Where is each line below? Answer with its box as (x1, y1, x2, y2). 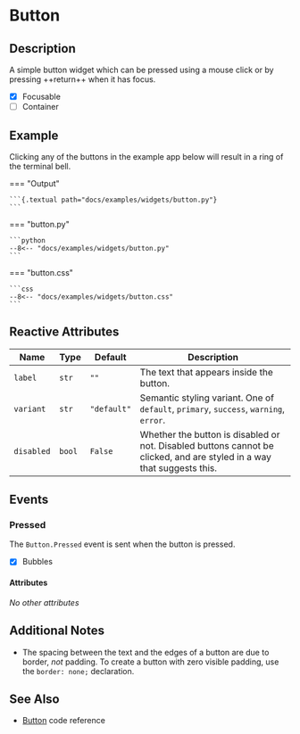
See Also (9, 691, 60, 706)
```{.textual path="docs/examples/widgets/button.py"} (9, 195, 218, 204)
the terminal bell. (9, 161, 71, 171)
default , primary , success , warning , (139, 402, 286, 415)
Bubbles (21, 557, 54, 567)
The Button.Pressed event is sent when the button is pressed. (9, 539, 236, 549)
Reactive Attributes (9, 325, 120, 340)
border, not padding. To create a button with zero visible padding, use (21, 656, 279, 667)
